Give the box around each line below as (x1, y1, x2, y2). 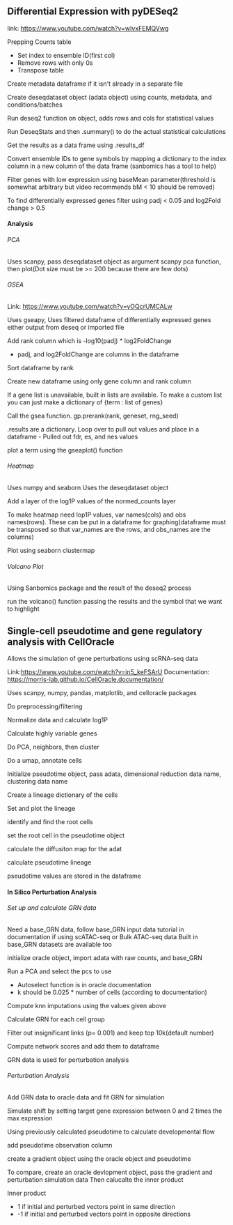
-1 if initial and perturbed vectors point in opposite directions (17, 1210, 191, 1219)
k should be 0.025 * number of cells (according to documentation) (17, 988, 207, 996)
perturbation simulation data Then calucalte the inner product (7, 1175, 184, 1184)
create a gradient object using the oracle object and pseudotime (7, 1155, 191, 1163)
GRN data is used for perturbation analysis (7, 1056, 129, 1064)
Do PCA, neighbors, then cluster (7, 743, 99, 752)
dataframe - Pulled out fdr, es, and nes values (7, 432, 138, 441)
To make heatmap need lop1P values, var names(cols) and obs (7, 510, 186, 519)
